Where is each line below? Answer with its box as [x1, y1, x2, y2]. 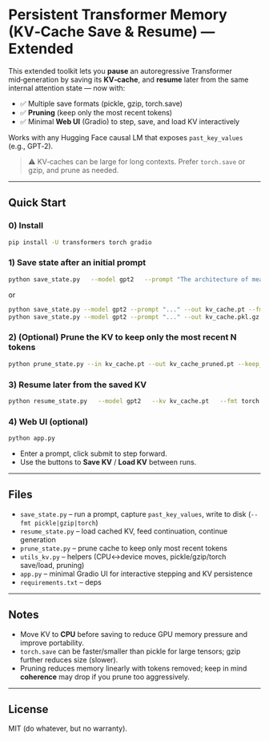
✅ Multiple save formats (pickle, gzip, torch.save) [19, 99, 183, 108]
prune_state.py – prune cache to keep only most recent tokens [19, 543, 228, 553]
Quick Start [8, 196, 66, 210]
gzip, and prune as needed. [27, 165, 119, 175]
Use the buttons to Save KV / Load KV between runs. [19, 457, 197, 466]
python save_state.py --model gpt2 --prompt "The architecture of [8, 275, 249, 284]
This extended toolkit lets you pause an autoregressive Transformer [8, 66, 232, 75]
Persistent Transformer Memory [8, 6, 228, 24]
